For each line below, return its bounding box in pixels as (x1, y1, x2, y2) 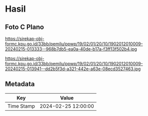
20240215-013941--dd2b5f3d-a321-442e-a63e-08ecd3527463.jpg (5, 66, 141, 72)
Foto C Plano (5, 23, 44, 31)
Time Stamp (7, 102, 35, 109)
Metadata (5, 80, 35, 88)
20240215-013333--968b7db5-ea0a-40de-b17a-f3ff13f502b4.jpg (5, 46, 137, 52)
